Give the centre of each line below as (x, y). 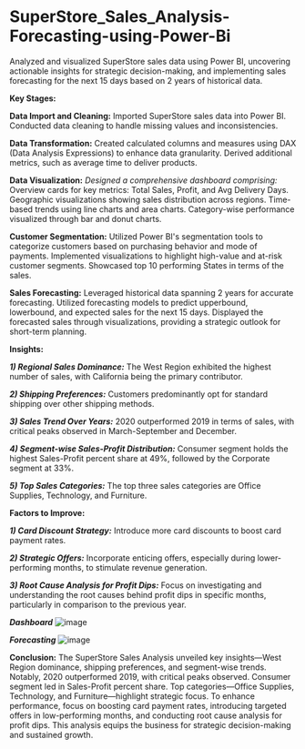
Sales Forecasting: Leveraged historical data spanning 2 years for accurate (152, 292)
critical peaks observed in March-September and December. (123, 430)
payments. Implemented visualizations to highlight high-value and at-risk (146, 256)
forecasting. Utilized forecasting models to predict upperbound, (129, 302)
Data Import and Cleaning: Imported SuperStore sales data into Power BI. (148, 116)
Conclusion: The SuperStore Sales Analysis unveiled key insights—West (146, 657)
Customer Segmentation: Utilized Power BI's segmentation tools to (137, 236)
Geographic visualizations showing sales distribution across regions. (138, 199)
